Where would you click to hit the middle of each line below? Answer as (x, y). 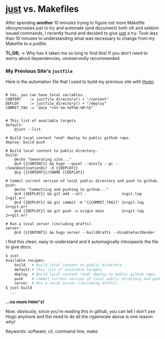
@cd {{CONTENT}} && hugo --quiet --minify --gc (64, 164)
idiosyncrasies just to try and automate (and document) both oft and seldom (82, 28)
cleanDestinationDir (27, 168)
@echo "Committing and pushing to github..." (62, 190)
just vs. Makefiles (42, 9)
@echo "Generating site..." (43, 160)
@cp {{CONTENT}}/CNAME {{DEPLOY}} (49, 172)
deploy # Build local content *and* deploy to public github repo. (86, 274)
